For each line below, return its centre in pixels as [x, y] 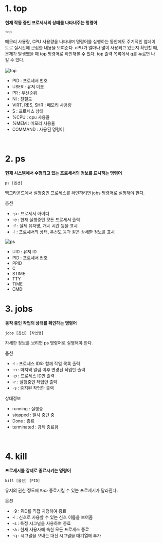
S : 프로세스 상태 [28, 111]
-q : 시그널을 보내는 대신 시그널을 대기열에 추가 [56, 535]
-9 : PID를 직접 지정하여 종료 [39, 511]
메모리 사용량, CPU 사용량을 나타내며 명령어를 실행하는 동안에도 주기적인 [74, 41]
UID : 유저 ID [24, 251]
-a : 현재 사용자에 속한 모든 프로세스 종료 [50, 529]
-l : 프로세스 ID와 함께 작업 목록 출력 [46, 363]
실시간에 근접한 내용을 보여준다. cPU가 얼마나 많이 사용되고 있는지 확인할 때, [86, 47]
